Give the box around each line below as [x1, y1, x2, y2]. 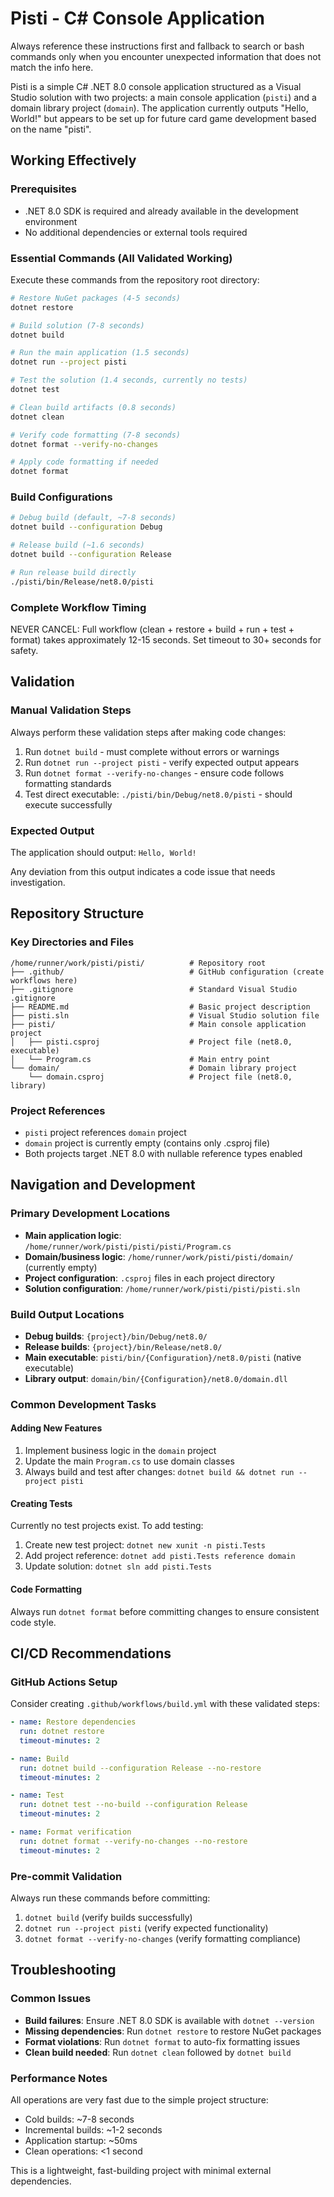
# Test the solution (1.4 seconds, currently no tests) [10, 375, 248, 386]
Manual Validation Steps [10, 703, 132, 717]
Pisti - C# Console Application [10, 7, 266, 30]
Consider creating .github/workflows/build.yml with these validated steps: [10, 1698, 320, 1710]
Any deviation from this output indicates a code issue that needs [10, 866, 276, 877]
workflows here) [10, 975, 78, 986]
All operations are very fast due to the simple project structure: [10, 2093, 269, 2106]
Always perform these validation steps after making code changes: [10, 726, 287, 738]
